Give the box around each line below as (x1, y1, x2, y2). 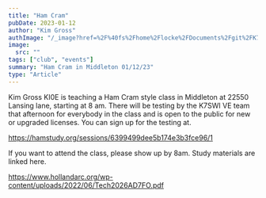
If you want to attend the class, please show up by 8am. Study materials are (8, 148, 256, 158)
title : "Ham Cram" (8, 11, 69, 20)
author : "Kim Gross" (8, 26, 77, 34)
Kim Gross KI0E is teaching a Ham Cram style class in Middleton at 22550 (8, 92, 249, 101)
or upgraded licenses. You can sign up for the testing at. (8, 117, 192, 127)
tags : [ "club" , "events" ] (8, 56, 93, 64)
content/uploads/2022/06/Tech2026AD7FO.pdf (8, 180, 165, 190)
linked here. (8, 156, 47, 166)
